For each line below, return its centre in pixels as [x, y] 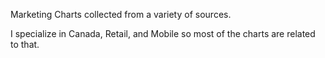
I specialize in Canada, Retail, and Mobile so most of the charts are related [163, 33]
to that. [25, 44]
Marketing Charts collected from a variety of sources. [121, 14]
